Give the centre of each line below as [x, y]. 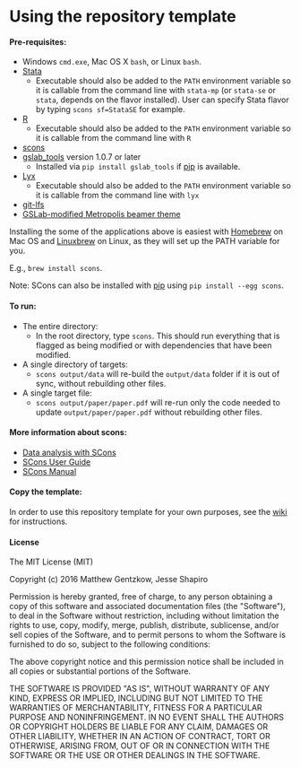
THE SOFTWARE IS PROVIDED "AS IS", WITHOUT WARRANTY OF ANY [140, 689]
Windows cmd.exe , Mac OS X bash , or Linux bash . [111, 62]
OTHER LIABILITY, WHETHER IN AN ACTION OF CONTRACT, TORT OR [140, 737]
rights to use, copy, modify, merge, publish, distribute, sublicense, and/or [144, 625]
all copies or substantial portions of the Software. [100, 671]
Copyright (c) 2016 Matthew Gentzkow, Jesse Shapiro [109, 580]
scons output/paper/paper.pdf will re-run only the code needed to [158, 402]
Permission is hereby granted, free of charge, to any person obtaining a [141, 597]
